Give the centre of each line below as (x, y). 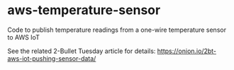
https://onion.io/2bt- (187, 51)
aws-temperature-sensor (84, 10)
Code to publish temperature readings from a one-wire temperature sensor (117, 30)
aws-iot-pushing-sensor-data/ (52, 58)
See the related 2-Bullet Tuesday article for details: (82, 51)
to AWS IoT (24, 37)
